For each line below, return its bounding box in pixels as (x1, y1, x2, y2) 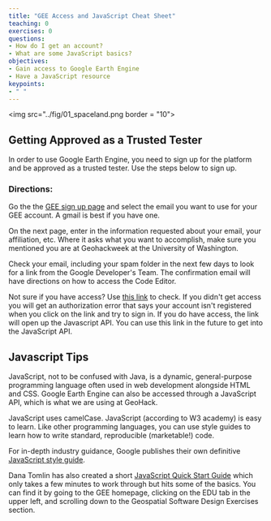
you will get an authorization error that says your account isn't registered (8, 301, 252, 311)
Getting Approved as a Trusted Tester (8, 133, 203, 147)
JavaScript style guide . (8, 455, 85, 465)
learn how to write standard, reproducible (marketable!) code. (8, 431, 215, 441)
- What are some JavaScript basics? (8, 50, 132, 58)
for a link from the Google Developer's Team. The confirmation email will (8, 268, 251, 278)
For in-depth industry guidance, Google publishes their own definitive (8, 446, 241, 456)
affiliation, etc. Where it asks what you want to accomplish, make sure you (8, 235, 256, 244)
